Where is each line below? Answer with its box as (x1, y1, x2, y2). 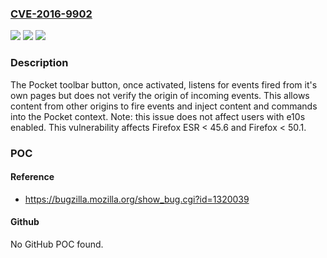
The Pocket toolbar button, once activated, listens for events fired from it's (10, 78, 318, 91)
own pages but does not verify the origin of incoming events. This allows (10, 89, 310, 101)
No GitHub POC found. (10, 238, 104, 250)
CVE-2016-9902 (10, 7, 93, 21)
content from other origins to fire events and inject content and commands (10, 100, 318, 112)
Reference (10, 171, 55, 183)
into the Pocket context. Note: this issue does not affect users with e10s (10, 110, 306, 122)
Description (10, 56, 69, 70)
